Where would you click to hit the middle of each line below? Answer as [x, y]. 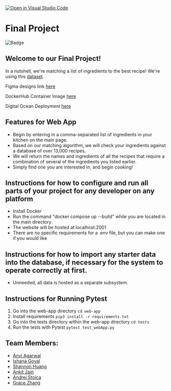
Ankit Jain [23, 372]
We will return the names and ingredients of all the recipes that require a [89, 156]
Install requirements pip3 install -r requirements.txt [71, 316]
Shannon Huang [30, 366]
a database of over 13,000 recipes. [49, 151]
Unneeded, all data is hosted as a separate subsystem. [70, 283]
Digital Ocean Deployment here [38, 106]
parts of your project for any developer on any [80, 191]
